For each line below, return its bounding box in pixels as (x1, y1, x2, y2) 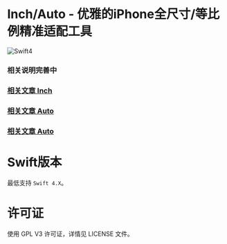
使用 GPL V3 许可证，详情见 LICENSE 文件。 (7, 229, 134, 238)
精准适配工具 (19, 24, 93, 39)
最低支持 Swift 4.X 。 (7, 178, 68, 187)
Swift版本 (7, 154, 62, 170)
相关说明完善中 (7, 65, 57, 75)
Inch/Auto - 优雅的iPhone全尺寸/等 (7, 6, 208, 22)
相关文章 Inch (7, 86, 53, 95)
